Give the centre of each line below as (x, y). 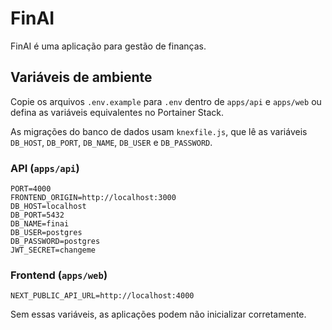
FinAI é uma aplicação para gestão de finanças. (108, 46)
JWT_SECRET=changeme (53, 250)
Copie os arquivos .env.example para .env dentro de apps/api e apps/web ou (166, 101)
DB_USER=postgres (46, 233)
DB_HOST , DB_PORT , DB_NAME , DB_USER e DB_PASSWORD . (111, 142)
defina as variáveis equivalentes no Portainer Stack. (117, 112)
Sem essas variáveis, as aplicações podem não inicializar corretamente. (158, 314)
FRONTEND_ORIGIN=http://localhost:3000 (93, 198)
